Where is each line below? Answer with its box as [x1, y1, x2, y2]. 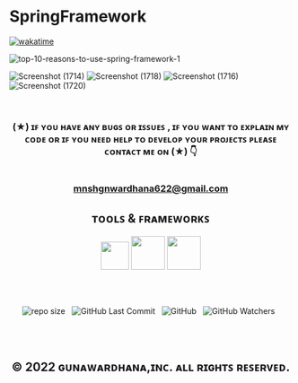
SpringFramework [9, 6, 146, 27]
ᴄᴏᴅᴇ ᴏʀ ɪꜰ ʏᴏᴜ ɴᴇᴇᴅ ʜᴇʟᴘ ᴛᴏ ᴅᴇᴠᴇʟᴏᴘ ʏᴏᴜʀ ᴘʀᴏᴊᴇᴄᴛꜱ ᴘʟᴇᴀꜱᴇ [24, 133, 277, 145]
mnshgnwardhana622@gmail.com [73, 182, 229, 195]
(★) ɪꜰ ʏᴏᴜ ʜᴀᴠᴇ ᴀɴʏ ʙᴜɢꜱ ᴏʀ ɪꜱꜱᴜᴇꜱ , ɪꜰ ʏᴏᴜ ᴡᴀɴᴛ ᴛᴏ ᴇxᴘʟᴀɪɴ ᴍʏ [12, 120, 290, 133]
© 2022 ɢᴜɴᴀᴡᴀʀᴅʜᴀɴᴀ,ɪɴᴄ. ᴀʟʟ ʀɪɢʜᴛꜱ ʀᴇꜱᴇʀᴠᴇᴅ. [12, 360, 290, 375]
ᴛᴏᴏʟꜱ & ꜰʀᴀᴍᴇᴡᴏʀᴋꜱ [92, 211, 210, 226]
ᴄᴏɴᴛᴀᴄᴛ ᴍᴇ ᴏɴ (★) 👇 [104, 145, 197, 158]
